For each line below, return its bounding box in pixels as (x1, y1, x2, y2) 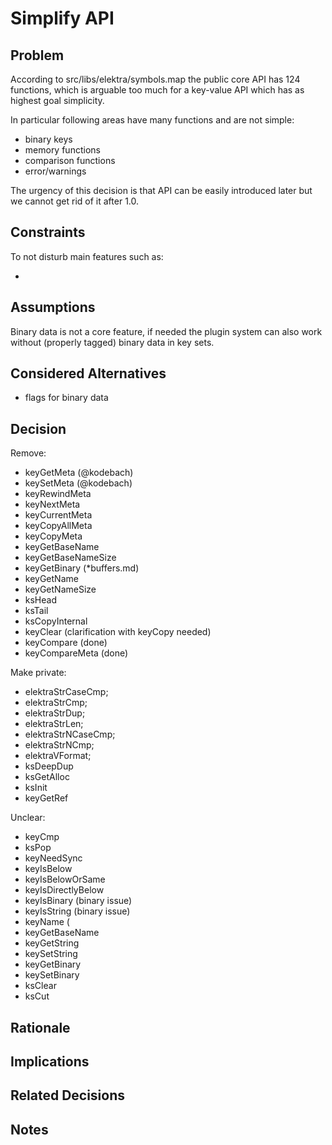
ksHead (24, 594, 58, 606)
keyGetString (24, 937, 80, 949)
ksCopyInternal (24, 615, 88, 627)
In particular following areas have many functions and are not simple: (10, 114, 295, 126)
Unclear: (10, 812, 46, 824)
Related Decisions (10, 1087, 126, 1104)
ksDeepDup (24, 760, 74, 772)
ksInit (24, 782, 48, 794)
